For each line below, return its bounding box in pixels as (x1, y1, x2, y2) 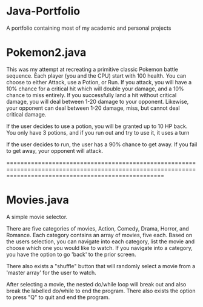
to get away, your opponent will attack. (6, 147, 104, 154)
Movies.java (6, 193, 69, 207)
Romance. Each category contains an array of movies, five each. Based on (6, 231, 193, 238)
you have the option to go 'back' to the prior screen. (6, 251, 136, 258)
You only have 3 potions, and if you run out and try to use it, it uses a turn (6, 129, 190, 136)
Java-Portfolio (6, 4, 81, 18)
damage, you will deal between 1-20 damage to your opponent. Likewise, (6, 98, 189, 105)
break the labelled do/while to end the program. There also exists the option (6, 287, 196, 294)
